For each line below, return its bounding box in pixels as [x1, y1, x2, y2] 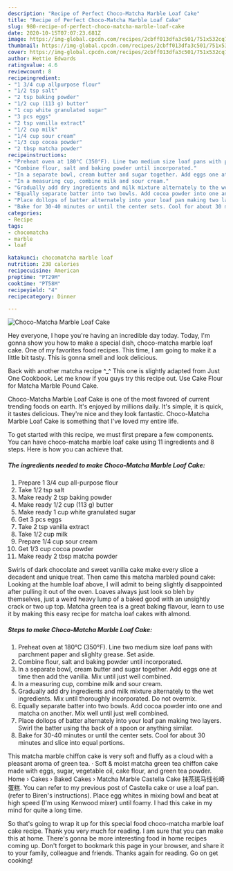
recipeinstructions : [8, 152, 68, 159]
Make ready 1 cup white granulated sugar [17, 508, 136, 517]
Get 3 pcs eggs [17, 515, 62, 523]
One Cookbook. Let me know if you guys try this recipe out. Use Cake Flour [8, 375, 223, 383]
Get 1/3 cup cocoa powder [17, 545, 94, 553]
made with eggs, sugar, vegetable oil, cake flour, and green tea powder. [8, 766, 212, 775]
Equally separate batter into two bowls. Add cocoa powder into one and [17, 702, 223, 710]
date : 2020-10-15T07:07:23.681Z [8, 29, 101, 37]
